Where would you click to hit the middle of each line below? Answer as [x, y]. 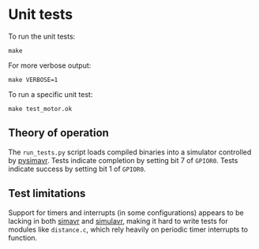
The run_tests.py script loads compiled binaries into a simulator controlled [130, 152]
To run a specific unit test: [51, 94]
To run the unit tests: [42, 36]
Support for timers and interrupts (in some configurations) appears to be [126, 212]
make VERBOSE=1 [33, 80]
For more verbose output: [50, 65]
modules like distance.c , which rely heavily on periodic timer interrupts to [128, 229]
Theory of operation [58, 133]
